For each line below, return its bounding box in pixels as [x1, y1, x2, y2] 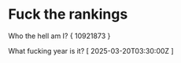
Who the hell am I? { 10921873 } [8, 31, 111, 40]
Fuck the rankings [8, 5, 128, 23]
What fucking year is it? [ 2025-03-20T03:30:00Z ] [8, 46, 175, 55]
